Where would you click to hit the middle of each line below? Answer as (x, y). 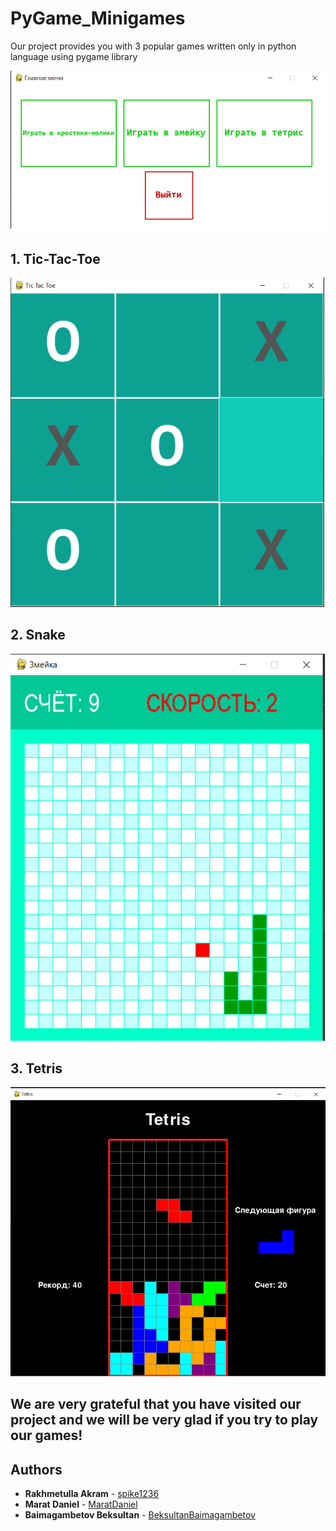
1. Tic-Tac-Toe (55, 258)
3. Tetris (36, 1068)
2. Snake (38, 635)
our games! (46, 1435)
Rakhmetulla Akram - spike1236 (92, 1494)
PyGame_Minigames (98, 18)
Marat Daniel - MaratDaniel (81, 1504)
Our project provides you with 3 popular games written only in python (153, 46)
